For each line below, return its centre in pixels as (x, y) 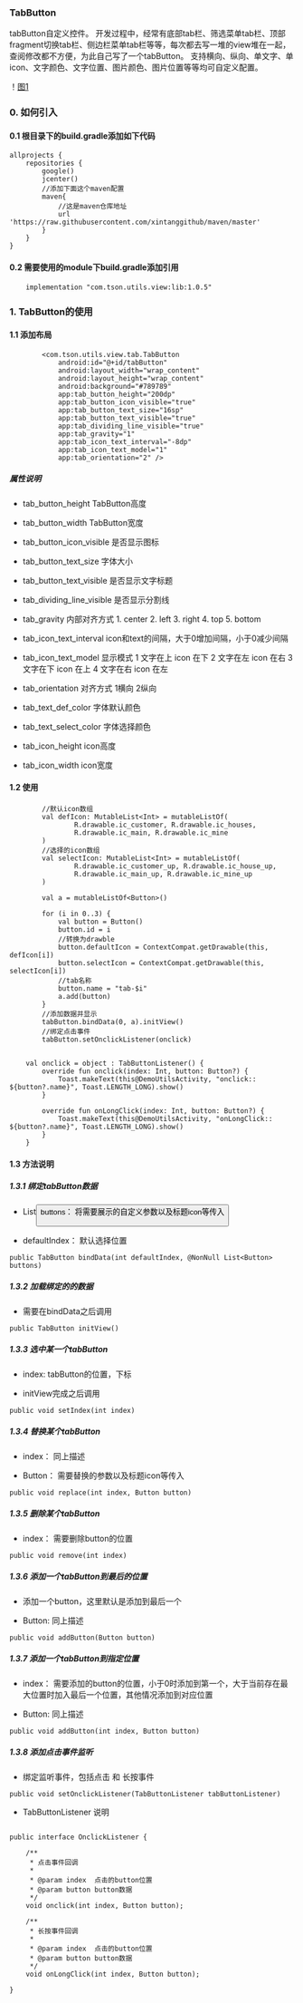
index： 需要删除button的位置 (77, 1538)
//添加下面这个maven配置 (83, 189)
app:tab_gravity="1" (96, 434)
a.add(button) (84, 996)
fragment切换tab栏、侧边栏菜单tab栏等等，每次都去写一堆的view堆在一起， (150, 45)
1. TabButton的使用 (51, 312)
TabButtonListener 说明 (66, 1812)
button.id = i (84, 929)
